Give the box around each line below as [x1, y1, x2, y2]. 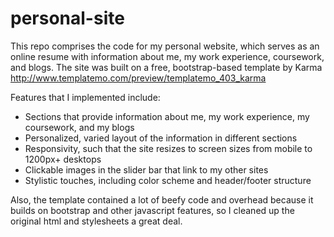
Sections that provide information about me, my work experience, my [24, 110, 310, 122]
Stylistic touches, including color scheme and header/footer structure [24, 174, 312, 186]
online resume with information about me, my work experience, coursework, [10, 50, 325, 62]
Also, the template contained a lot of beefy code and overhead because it [10, 193, 314, 206]
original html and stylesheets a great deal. [10, 215, 183, 227]
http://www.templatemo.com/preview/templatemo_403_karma [10, 72, 267, 84]
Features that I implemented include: [10, 91, 161, 103]
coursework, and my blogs [24, 121, 135, 133]
